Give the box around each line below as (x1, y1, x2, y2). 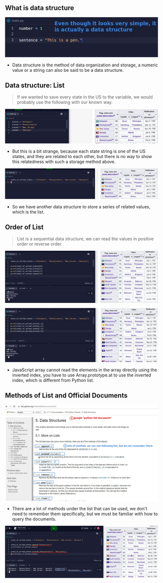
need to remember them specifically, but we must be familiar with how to (12, 511, 158, 517)
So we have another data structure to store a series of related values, (12, 203, 150, 209)
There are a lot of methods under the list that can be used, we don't (12, 506, 147, 512)
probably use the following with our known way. (16, 100, 113, 105)
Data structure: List (5, 81, 65, 89)
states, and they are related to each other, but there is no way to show (12, 154, 152, 160)
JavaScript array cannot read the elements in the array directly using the (12, 367, 157, 373)
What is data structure (5, 4, 74, 12)
